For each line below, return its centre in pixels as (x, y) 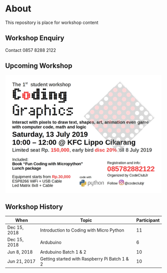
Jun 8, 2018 (20, 252)
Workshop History (34, 206)
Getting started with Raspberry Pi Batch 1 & (84, 259)
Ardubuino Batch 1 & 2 (63, 252)
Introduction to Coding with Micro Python (82, 230)
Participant (148, 220)
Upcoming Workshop (39, 66)
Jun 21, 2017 (21, 262)
